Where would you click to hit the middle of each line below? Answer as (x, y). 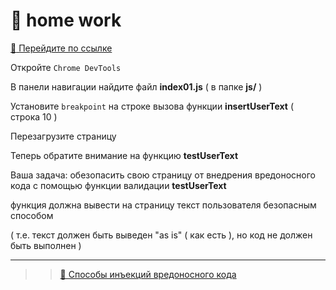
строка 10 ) (34, 116)
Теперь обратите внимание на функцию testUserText (124, 155)
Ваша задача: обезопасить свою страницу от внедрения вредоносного (163, 175)
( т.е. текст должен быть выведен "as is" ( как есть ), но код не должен (161, 235)
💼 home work (66, 20)
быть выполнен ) (46, 245)
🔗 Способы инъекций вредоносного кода (148, 274)
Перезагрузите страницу (63, 136)
